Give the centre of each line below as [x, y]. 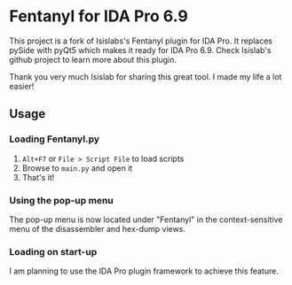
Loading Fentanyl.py [55, 139]
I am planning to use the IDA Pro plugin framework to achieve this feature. [144, 271]
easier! [22, 86]
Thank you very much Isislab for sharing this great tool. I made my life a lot [146, 76]
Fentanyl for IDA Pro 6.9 [99, 16]
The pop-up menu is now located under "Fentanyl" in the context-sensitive [146, 220]
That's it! [38, 177]
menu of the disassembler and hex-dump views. [98, 228]
